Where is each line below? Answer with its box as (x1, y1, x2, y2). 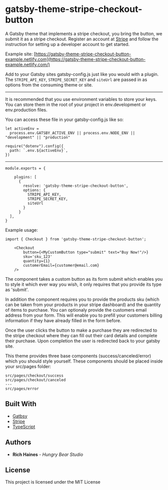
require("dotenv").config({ (5, 143, 64, 148)
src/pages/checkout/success (5, 373, 64, 378)
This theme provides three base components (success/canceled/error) (5, 353, 151, 359)
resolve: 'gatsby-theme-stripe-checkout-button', (23, 183, 128, 188)
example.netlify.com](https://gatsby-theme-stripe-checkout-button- (5, 56, 146, 62)
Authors (5, 438, 31, 447)
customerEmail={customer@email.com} (23, 263, 99, 268)
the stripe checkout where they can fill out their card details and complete (5, 332, 157, 338)
